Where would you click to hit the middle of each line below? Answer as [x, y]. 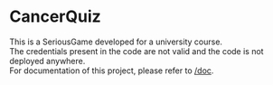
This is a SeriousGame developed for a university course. [116, 42]
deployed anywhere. [47, 61]
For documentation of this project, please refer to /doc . [112, 71]
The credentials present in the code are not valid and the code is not [136, 51]
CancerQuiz [55, 17]
